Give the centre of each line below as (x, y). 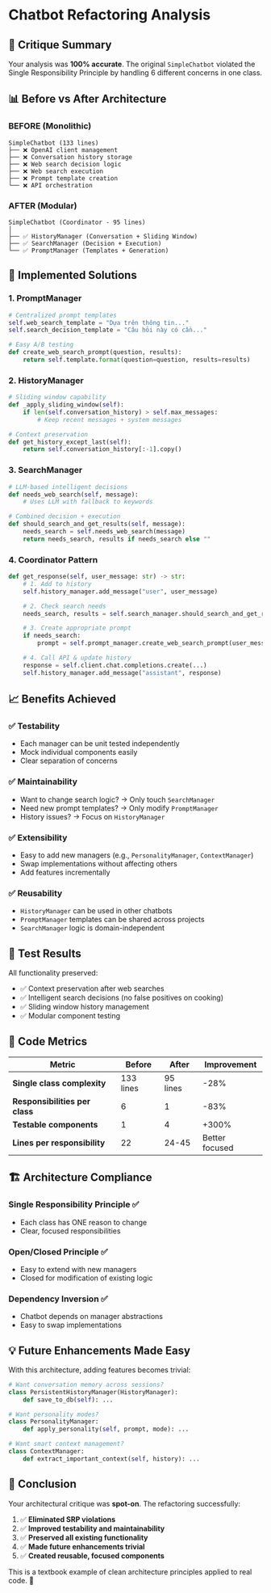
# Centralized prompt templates (63, 315)
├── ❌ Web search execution (56, 171)
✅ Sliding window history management (84, 1007)
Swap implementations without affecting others (98, 863)
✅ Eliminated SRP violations (68, 1519)
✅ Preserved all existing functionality (84, 1537)
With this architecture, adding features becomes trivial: (100, 1370)
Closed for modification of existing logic (86, 1278)
